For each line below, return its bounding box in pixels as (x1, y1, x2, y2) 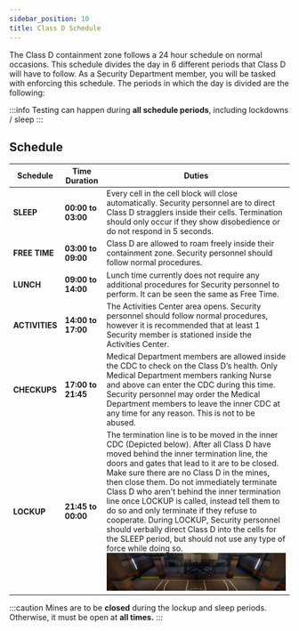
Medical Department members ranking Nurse (106, 370, 272, 381)
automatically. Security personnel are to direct (106, 198, 276, 208)
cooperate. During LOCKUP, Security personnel (106, 514, 280, 525)
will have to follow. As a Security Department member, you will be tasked (9, 68, 276, 79)
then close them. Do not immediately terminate (106, 477, 278, 488)
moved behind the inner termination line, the (106, 449, 269, 459)
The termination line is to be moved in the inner (106, 430, 279, 441)
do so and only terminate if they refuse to (106, 506, 257, 516)
